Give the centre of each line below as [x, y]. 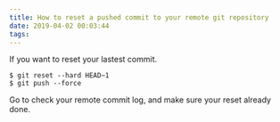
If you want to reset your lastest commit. [83, 60]
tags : [19, 34]
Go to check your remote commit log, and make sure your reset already [140, 100]
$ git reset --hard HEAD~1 [59, 76]
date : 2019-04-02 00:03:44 [59, 26]
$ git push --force [45, 84]
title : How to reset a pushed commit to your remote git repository [139, 17]
